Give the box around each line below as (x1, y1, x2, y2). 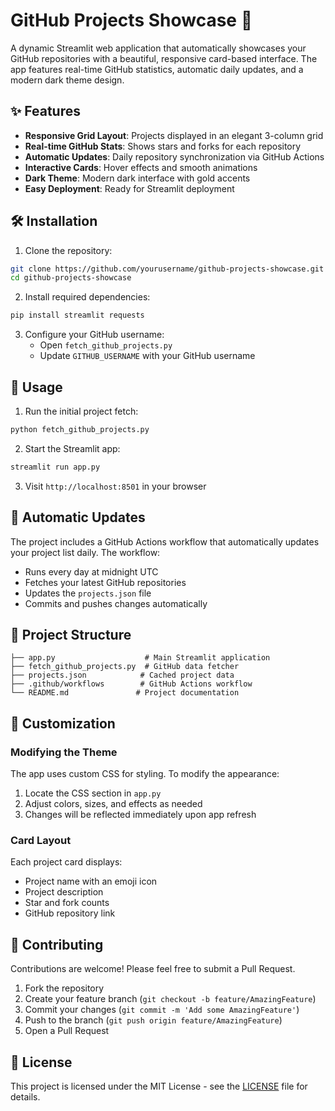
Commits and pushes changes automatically (24, 597, 208, 609)
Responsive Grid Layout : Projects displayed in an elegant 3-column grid (24, 129, 324, 141)
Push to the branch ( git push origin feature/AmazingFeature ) (24, 1014, 283, 1026)
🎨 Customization (10, 715, 116, 732)
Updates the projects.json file (24, 587, 152, 599)
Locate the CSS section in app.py (24, 787, 162, 799)
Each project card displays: (10, 856, 123, 868)
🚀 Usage (10, 379, 63, 396)
